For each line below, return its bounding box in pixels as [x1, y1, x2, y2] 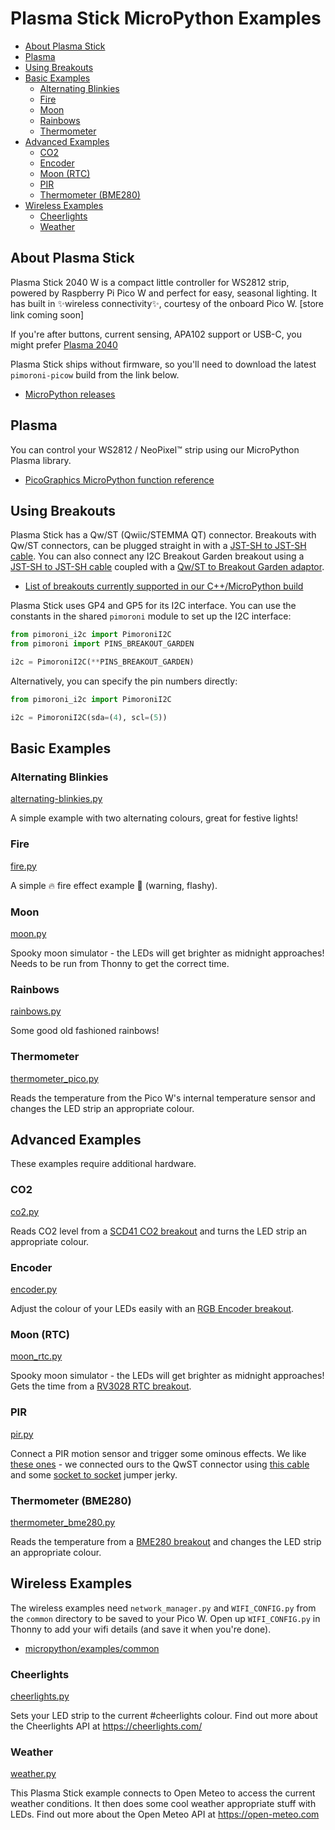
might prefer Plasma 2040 [10, 338, 118, 351]
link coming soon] [10, 308, 85, 321]
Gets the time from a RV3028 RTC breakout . [10, 1380, 192, 1392]
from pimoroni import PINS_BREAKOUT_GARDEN [10, 639, 195, 649]
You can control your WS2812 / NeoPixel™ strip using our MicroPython [10, 443, 300, 456]
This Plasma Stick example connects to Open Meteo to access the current [10, 1787, 316, 1799]
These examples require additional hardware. [10, 1158, 197, 1170]
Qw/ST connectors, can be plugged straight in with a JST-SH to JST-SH [10, 540, 307, 552]
